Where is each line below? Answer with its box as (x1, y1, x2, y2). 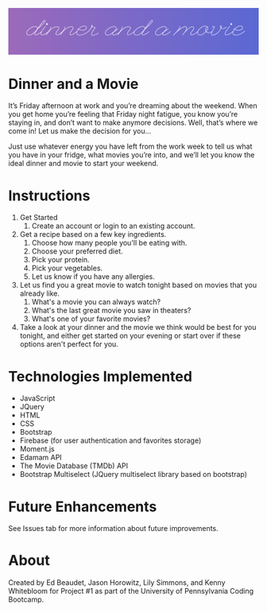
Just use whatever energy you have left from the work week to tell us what (8, 141, 253, 151)
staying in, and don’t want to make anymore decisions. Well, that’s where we (8, 118, 258, 127)
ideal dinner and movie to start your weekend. (8, 159, 159, 168)
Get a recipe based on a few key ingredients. (19, 230, 167, 239)
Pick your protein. (31, 255, 90, 265)
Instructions (8, 187, 91, 204)
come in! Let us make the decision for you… (8, 126, 152, 136)
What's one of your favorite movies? (31, 314, 151, 323)
